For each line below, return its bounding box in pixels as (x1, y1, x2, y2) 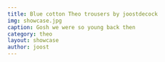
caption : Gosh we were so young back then (7, 24, 136, 31)
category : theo (7, 30, 53, 38)
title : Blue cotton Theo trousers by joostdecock (7, 10, 159, 18)
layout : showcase (7, 37, 59, 44)
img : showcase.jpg (7, 17, 62, 24)
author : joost (7, 43, 50, 51)
